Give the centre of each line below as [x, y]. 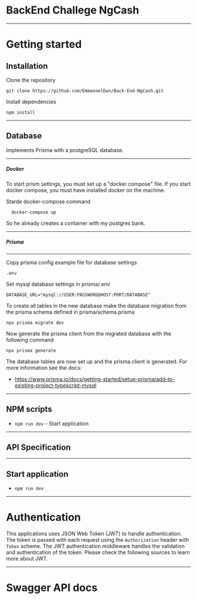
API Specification [39, 447]
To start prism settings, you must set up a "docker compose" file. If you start [98, 184]
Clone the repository [31, 80]
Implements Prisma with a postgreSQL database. [65, 150]
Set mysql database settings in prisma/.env [58, 284]
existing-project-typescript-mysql [55, 385]
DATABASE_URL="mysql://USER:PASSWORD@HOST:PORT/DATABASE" [78, 295]
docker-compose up [34, 212]
